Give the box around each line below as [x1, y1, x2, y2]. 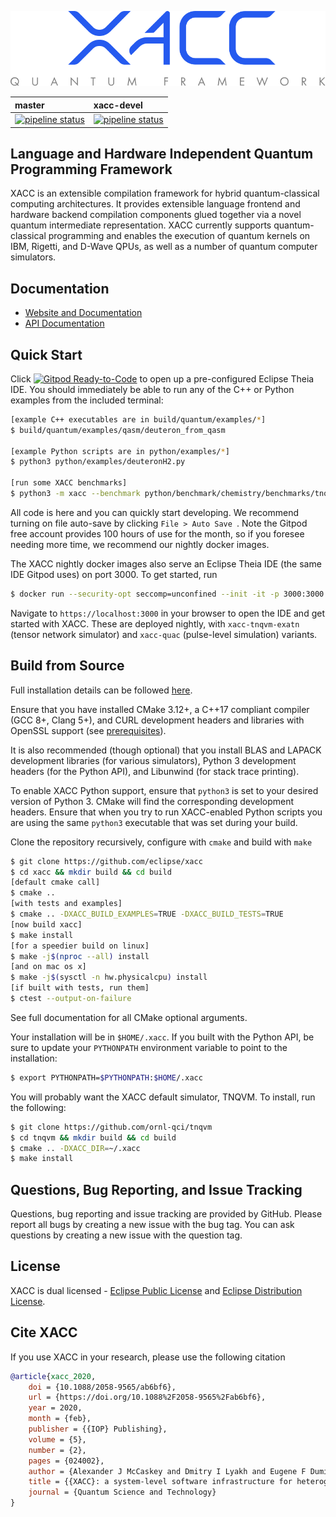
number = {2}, [28, 1445, 87, 1455]
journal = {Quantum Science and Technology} [28, 1487, 217, 1498]
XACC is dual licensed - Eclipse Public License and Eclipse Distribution [10, 1284, 303, 1296]
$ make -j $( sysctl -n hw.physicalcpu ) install [10, 972, 208, 983]
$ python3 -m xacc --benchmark [10, 489, 141, 499]
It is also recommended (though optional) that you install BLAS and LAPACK [10, 744, 322, 756]
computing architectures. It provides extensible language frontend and [10, 198, 301, 210]
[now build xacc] [10, 919, 83, 930]
